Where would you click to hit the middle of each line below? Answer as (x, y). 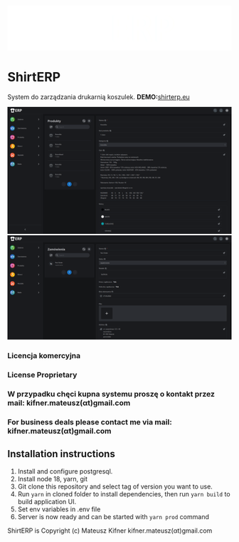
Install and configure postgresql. (65, 471)
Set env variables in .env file (59, 509)
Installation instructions (61, 454)
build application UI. (47, 501)
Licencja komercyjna (44, 356)
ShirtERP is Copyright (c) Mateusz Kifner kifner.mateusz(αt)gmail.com (110, 531)
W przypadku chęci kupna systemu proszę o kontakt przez (111, 394)
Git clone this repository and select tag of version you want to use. (115, 486)
